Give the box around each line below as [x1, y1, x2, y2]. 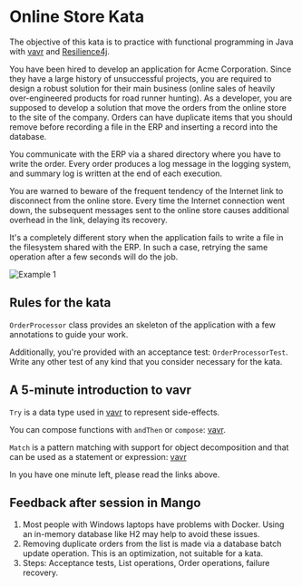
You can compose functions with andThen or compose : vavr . [9, 424, 227, 435]
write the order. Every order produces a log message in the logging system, [9, 158, 292, 169]
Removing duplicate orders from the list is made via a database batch [22, 538, 282, 550]
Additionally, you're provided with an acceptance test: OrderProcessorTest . [9, 347, 288, 357]
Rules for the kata [9, 295, 112, 310]
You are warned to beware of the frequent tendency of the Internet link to [9, 185, 284, 196]
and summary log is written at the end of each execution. [9, 168, 223, 179]
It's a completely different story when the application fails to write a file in [9, 231, 284, 242]
